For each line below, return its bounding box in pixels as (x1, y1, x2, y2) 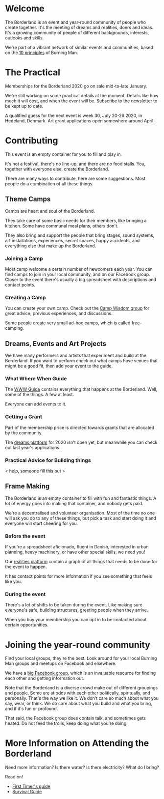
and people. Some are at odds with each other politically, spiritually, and (5, 690, 150, 696)
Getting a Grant (5, 413, 43, 420)
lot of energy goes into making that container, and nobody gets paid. (5, 500, 143, 506)
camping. (5, 325, 24, 331)
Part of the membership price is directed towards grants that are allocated (5, 425, 155, 430)
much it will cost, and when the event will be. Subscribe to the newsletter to (5, 98, 158, 104)
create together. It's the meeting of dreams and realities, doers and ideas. (5, 24, 153, 30)
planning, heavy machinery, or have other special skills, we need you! (5, 549, 145, 555)
